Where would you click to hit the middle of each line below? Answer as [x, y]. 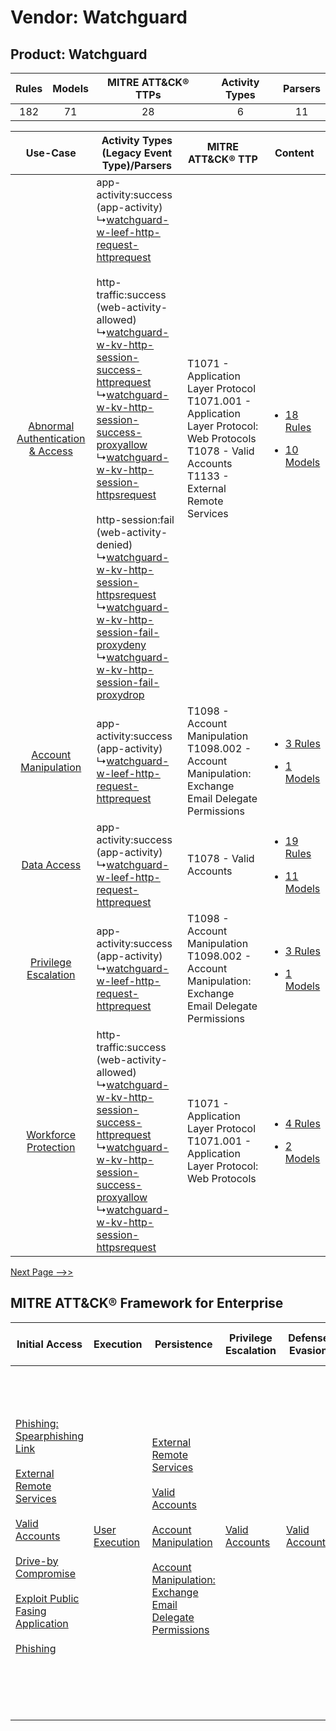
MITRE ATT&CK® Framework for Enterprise [147, 1303]
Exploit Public [47, 1598]
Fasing [31, 1611]
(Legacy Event [137, 153]
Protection [51, 1147]
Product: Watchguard [79, 54]
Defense [309, 1338]
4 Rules [302, 1123]
